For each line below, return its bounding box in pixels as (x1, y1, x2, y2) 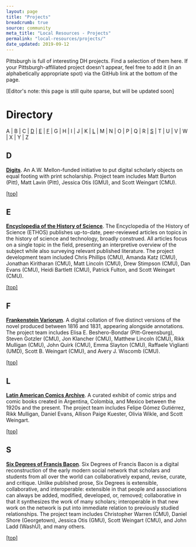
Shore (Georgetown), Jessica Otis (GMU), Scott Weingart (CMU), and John (6, 516, 187, 524)
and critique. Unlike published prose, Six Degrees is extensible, (6, 479, 159, 486)
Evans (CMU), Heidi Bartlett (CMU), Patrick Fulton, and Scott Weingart (6, 266, 176, 273)
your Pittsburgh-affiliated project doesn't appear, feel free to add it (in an (6, 63, 181, 70)
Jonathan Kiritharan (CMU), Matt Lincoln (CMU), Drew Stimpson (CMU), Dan (6, 260, 191, 267)
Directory (6, 108, 53, 121)
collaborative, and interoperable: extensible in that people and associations (6, 485, 187, 492)
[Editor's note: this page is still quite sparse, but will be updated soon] (6, 87, 174, 94)
